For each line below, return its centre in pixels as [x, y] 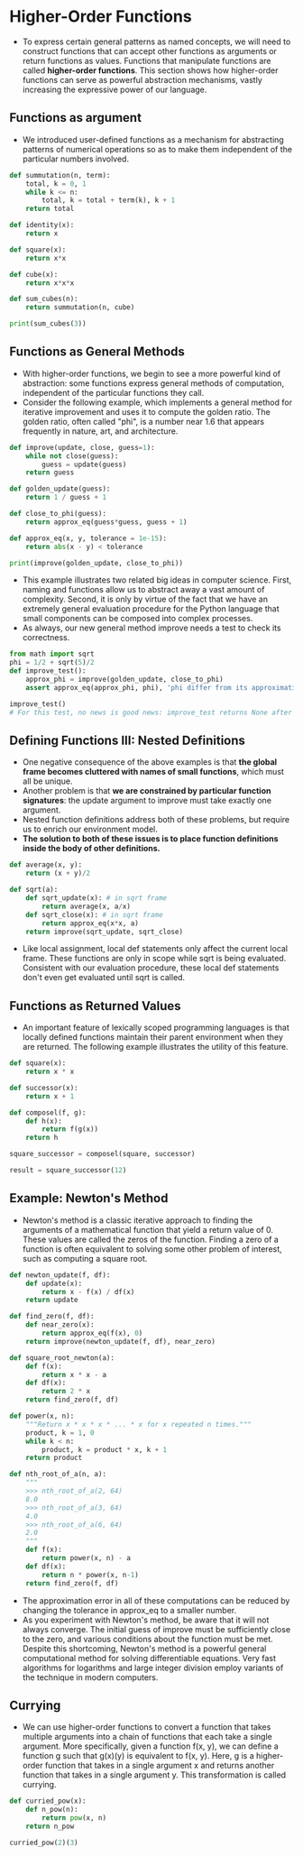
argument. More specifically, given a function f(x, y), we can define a [151, 1746]
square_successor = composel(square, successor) [102, 1154]
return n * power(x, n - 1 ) [91, 1575]
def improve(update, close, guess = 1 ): [82, 447]
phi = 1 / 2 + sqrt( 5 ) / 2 [52, 663]
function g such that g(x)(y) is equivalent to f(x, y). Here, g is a [138, 1756]
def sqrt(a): [34, 890]
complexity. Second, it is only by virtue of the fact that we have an [145, 599]
